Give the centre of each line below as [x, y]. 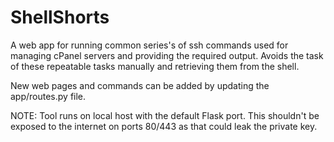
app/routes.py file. [48, 96]
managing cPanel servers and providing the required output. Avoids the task [167, 55]
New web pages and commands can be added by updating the [140, 85]
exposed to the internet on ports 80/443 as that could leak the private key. [164, 126]
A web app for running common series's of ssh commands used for [149, 45]
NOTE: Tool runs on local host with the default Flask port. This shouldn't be [165, 115]
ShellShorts [60, 17]
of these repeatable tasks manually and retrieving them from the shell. [155, 66]
